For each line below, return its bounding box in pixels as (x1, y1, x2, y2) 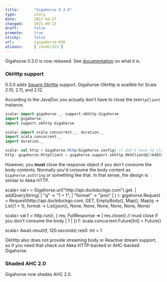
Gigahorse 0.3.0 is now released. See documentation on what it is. (5, 58, 141, 64)
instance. (5, 101, 24, 107)
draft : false (5, 26, 46, 31)
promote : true (5, 30, 43, 35)
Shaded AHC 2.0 (5, 260, 46, 267)
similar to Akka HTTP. (5, 177, 50, 183)
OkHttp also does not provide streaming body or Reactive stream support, (5, 237, 157, 243)
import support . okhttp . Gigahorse (5, 120, 75, 126)
